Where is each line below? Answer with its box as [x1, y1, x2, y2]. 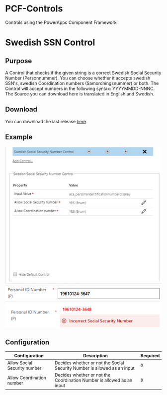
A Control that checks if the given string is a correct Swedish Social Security [5, 70, 162, 76]
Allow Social [7, 360, 32, 366]
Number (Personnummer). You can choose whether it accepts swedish [5, 75, 151, 81]
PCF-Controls [5, 3, 63, 14]
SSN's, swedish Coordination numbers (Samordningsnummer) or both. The [5, 80, 159, 86]
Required [140, 352, 160, 358]
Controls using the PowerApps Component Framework [5, 19, 117, 25]
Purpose [5, 57, 32, 65]
